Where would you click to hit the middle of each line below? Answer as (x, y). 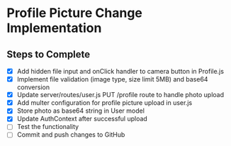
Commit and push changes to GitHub (71, 135)
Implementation (54, 28)
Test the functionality (48, 127)
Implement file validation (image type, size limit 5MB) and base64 (112, 79)
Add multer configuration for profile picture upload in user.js (105, 103)
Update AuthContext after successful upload (82, 119)
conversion (33, 87)
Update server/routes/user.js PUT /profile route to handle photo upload (120, 95)
